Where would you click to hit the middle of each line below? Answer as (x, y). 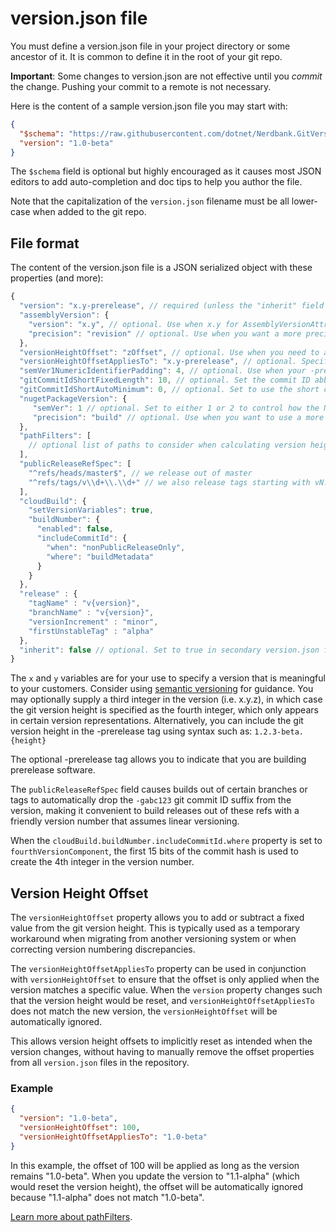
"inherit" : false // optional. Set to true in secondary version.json (169, 650)
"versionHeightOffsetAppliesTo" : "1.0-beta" (113, 1137)
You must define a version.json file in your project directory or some (150, 46)
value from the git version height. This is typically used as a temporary (155, 928)
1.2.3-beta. (279, 732)
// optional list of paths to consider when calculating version (167, 445)
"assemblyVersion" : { (64, 315)
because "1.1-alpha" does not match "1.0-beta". (107, 1197)
